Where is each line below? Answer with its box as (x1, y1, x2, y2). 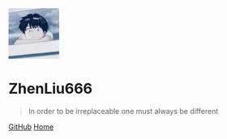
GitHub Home (8, 121, 54, 132)
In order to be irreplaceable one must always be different (28, 106, 219, 116)
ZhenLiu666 (8, 80, 93, 98)
